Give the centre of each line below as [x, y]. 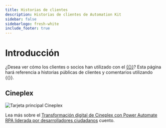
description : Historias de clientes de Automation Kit [63, 14]
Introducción [32, 53]
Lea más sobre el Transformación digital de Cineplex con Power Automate [81, 115]
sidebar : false [21, 19]
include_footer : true [28, 28]
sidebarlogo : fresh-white [32, 24]
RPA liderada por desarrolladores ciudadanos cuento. [60, 120]
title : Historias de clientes [37, 10]
